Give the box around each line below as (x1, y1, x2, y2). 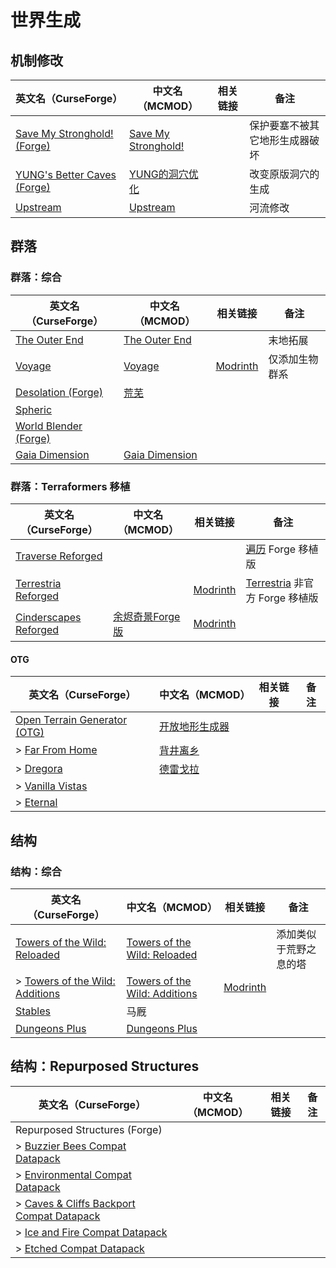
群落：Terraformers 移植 (10, 479, 131, 493)
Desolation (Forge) (15, 385, 104, 399)
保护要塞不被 (249, 119, 310, 132)
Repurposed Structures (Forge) (15, 1122, 163, 1136)
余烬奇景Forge (113, 609, 181, 623)
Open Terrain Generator (15, 713, 128, 727)
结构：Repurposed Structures (10, 1058, 200, 1075)
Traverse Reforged (15, 549, 103, 563)
